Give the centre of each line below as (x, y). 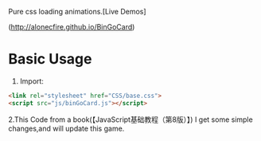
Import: (31, 81)
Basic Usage (50, 59)
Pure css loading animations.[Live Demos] (77, 12)
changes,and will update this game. (66, 128)
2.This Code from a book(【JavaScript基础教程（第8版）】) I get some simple (130, 119)
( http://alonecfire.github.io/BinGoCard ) (72, 27)
